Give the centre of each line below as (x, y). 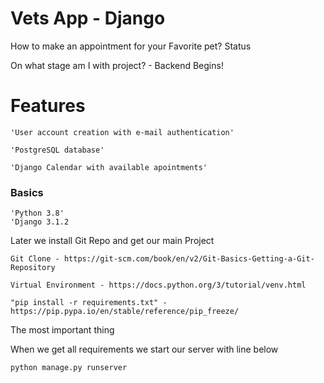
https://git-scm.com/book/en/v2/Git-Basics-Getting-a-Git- (189, 259)
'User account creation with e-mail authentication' (122, 132)
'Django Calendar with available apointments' (109, 167)
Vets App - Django (88, 18)
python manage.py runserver (69, 368)
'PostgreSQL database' (57, 150)
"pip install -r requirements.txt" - (89, 303)
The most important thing (62, 330)
